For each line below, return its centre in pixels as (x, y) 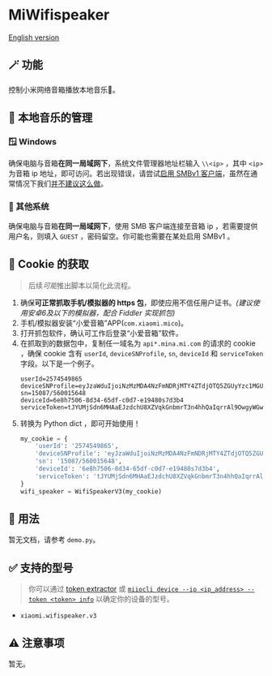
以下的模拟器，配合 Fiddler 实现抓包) (114, 312)
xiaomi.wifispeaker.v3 (58, 616)
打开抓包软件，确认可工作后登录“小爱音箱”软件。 (102, 333)
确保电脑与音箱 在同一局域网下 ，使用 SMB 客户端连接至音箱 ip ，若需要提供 (133, 226)
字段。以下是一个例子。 (59, 364)
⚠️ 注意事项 (36, 643)
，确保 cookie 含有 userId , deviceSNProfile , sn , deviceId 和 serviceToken (142, 353)
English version (34, 37)
